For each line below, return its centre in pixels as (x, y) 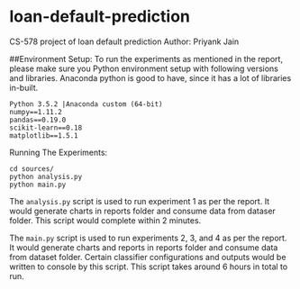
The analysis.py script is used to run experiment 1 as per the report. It (140, 201)
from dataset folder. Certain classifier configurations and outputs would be (148, 257)
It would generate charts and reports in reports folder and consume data (144, 247)
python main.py (38, 185)
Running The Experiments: (59, 152)
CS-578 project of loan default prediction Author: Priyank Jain (124, 41)
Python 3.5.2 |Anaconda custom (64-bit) (86, 104)
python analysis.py (46, 176)
